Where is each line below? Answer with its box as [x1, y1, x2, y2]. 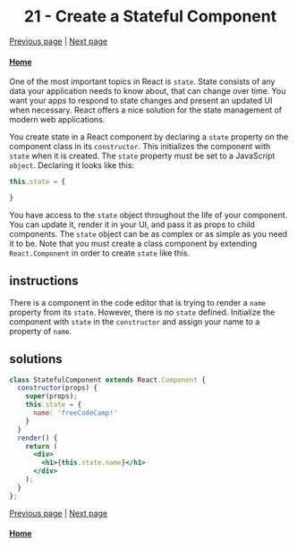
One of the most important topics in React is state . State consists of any [9, 76, 276, 87]
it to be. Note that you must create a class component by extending [9, 238, 258, 248]
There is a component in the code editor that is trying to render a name [9, 297, 267, 307]
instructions [9, 273, 79, 289]
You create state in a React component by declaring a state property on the [9, 131, 289, 142]
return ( [25, 442, 58, 450]
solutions [9, 351, 63, 367]
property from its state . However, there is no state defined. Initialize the [9, 307, 276, 317]
